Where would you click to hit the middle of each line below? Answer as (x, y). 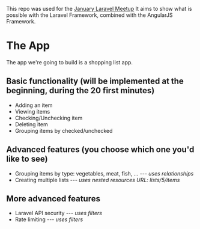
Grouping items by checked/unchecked (64, 130)
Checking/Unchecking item (49, 118)
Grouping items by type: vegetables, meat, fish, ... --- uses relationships (104, 173)
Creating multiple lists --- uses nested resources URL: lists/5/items (97, 180)
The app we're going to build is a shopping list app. (70, 62)
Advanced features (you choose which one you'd (100, 150)
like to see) (27, 159)
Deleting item (31, 124)
